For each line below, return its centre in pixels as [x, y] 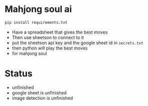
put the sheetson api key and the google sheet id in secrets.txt [77, 42]
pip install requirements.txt [36, 22]
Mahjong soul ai [38, 9]
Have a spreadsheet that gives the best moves [60, 32]
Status [19, 73]
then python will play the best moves [50, 48]
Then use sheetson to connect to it [48, 37]
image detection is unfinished [42, 98]
